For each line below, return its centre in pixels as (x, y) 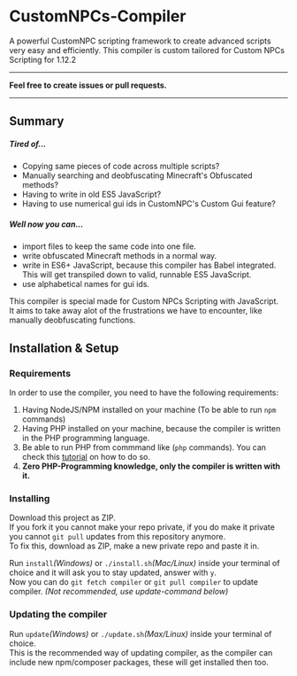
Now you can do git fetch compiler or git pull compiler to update (134, 582)
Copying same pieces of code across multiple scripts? (121, 167)
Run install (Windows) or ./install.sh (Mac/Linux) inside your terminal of (145, 563)
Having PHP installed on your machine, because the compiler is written (151, 428)
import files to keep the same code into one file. (109, 246)
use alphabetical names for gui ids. (86, 284)
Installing (30, 498)
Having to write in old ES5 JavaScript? (91, 194)
